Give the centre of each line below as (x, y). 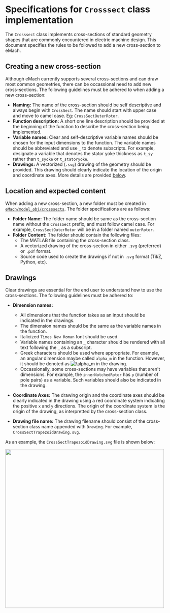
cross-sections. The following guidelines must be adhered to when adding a (85, 90)
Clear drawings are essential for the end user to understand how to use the (84, 290)
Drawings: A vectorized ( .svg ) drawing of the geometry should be (82, 164)
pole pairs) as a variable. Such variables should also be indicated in (91, 380)
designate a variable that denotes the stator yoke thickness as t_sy (83, 153)
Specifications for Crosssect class (78, 9)
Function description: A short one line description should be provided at (89, 121)
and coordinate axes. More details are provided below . (70, 175)
